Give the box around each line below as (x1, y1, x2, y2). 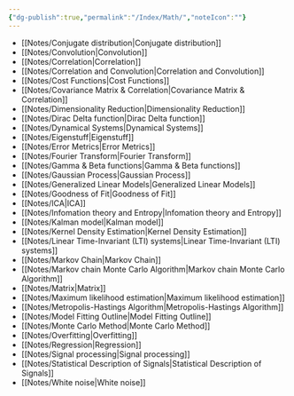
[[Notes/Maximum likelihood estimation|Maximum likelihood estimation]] (20, 292, 285, 303)
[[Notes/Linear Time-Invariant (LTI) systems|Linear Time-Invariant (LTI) (20, 235, 281, 246)
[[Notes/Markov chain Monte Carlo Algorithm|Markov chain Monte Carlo (20, 264, 285, 274)
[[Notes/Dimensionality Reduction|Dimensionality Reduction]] (20, 103, 245, 114)
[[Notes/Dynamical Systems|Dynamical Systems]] (20, 122, 205, 133)
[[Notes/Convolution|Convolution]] (20, 46, 148, 58)
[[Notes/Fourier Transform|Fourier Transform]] (20, 150, 191, 161)
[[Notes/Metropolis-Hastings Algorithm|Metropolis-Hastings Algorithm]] (20, 301, 284, 312)
